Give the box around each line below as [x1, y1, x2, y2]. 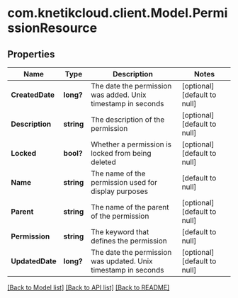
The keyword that [91, 227, 149, 236]
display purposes [91, 186, 149, 196]
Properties [7, 48, 55, 60]
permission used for [91, 178, 158, 187]
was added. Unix [91, 90, 147, 100]
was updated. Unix [91, 256, 154, 266]
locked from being [91, 149, 152, 158]
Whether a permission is [91, 139, 172, 149]
